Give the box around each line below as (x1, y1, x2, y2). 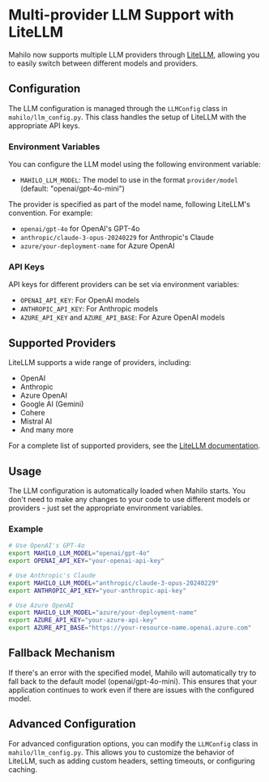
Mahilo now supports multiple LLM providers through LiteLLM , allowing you (8, 49, 260, 59)
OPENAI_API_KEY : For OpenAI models (19, 295, 140, 305)
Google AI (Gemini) (19, 399, 84, 409)
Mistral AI (19, 416, 53, 427)
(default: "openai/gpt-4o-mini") (19, 184, 126, 194)
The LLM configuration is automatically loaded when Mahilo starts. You (8, 485, 246, 496)
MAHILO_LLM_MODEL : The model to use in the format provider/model (19, 175, 239, 185)
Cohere (19, 408, 46, 418)
